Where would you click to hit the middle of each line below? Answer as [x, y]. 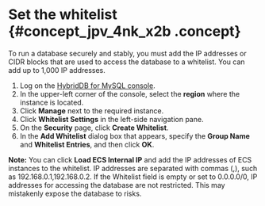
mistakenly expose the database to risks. [75, 193]
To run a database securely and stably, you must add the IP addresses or [128, 53]
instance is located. [52, 102]
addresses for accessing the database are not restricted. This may [117, 185]
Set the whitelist [63, 15]
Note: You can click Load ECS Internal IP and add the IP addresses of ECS [130, 159]
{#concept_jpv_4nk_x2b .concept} [125, 31]
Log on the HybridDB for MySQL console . [88, 86]
